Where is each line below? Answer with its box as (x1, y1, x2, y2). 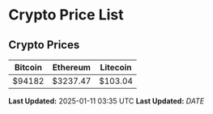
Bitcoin (14, 62, 43, 73)
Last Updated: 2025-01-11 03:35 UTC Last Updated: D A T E (8, 96, 205, 106)
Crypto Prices (8, 38, 80, 52)
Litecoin (100, 62, 132, 73)
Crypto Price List (8, 6, 124, 24)
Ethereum (52, 62, 92, 73)
